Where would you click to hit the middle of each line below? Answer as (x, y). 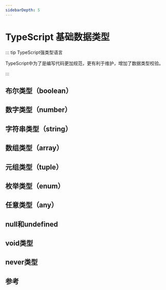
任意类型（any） (32, 205)
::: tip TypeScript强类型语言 (34, 52)
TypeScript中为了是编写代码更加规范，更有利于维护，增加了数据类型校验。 (84, 63)
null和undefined (32, 224)
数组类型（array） (34, 148)
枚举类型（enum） (35, 186)
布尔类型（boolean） (39, 91)
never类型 (22, 262)
